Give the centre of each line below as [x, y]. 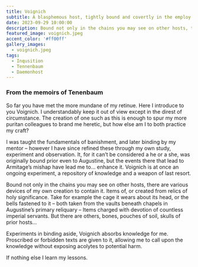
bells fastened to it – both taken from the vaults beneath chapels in [87, 203]
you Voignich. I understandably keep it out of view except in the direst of [94, 111]
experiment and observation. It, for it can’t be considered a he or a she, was [98, 154]
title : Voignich [26, 11]
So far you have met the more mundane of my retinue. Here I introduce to [95, 105]
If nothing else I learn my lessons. [47, 258]
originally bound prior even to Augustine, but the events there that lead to [95, 160]
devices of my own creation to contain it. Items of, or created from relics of [97, 191]
